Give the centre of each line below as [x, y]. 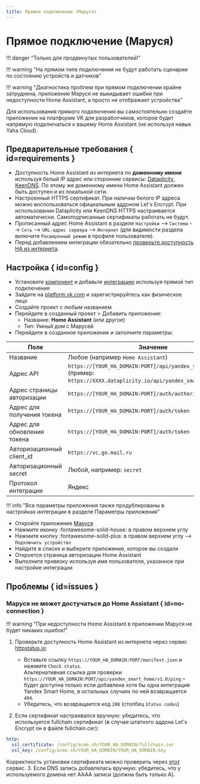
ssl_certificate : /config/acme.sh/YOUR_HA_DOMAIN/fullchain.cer [93, 745]
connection [23, 611]
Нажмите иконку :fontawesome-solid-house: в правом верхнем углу [101, 530]
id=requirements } [41, 158]
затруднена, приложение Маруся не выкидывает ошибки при [85, 94]
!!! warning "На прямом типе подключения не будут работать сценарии [97, 69]
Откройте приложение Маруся [54, 523]
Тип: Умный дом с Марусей [59, 326]
